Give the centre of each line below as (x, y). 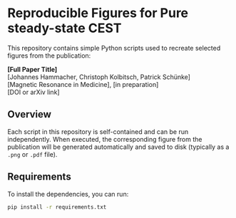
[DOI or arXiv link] (34, 92)
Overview (30, 114)
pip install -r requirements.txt (57, 207)
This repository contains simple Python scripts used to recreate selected (114, 48)
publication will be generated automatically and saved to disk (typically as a (118, 147)
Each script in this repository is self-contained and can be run (98, 131)
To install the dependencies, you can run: (68, 194)
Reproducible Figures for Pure (98, 13)
